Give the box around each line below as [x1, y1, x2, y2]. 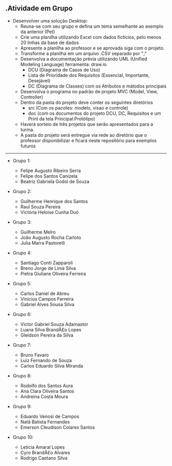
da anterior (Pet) [20, 28, 55, 35]
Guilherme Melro [20, 229, 56, 235]
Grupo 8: [12, 372, 32, 378]
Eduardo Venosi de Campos [20, 413, 79, 419]
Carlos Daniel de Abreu [20, 290, 70, 296]
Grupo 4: [12, 249, 32, 256]
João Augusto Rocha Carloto [20, 234, 81, 240]
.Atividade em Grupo [5, 4, 73, 13]
